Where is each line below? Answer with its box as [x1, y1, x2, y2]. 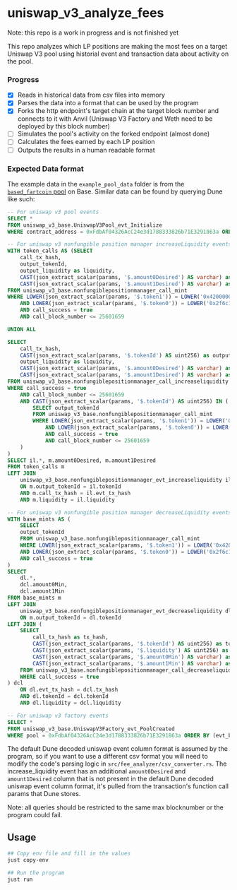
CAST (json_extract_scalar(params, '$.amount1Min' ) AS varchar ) [32, 660, 222, 667]
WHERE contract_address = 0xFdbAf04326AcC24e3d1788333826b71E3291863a [7, 228, 219, 235]
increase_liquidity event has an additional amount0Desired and [7, 767, 186, 776]
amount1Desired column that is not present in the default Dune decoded [7, 775, 214, 783]
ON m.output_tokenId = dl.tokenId [20, 614, 121, 621]
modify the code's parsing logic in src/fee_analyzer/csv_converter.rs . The [7, 759, 227, 768]
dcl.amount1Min [20, 588, 65, 595]
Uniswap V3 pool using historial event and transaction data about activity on [7, 49, 229, 58]
